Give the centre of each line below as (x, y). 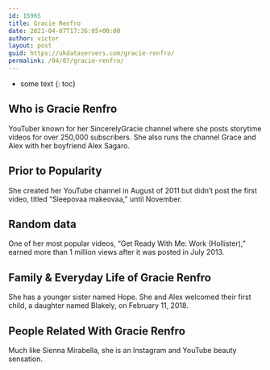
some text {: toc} (48, 83)
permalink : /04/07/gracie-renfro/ (66, 61)
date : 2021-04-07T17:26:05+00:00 (64, 31)
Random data (42, 224)
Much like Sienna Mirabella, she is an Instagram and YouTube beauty (123, 350)
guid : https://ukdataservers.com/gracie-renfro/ (91, 53)
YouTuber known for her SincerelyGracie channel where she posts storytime (135, 128)
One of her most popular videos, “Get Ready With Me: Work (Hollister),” (127, 243)
